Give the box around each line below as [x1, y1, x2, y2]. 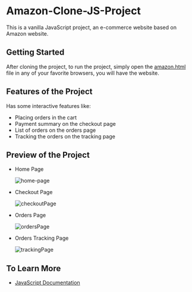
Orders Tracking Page [14, 234, 69, 242]
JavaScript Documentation [14, 279, 80, 286]
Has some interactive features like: [6, 102, 91, 109]
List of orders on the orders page [14, 126, 96, 134]
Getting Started [6, 47, 65, 58]
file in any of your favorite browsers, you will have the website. [6, 69, 159, 77]
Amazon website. [6, 30, 49, 37]
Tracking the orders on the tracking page [14, 132, 116, 140]
